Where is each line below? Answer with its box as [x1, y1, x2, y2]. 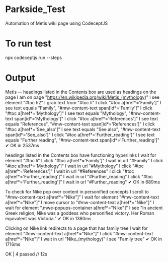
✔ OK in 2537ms [5, 142, 39, 148]
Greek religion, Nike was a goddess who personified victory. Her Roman [5, 210, 154, 216]
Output [5, 72, 35, 84]
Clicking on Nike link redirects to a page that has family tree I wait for [5, 225, 148, 231]
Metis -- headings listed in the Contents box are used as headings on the [5, 89, 156, 95]
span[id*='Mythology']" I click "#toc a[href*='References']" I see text [14, 115, 158, 121]
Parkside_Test [5, 4, 65, 15]
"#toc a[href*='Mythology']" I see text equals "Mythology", [5, 110, 128, 116]
